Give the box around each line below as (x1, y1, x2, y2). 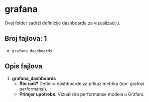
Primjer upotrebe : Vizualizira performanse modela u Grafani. (19, 91, 145, 97)
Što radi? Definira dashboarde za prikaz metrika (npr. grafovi (19, 81, 145, 87)
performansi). (19, 86, 48, 92)
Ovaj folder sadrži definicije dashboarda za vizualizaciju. (4, 20, 121, 26)
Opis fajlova (4, 62, 43, 71)
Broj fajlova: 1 (4, 34, 47, 43)
